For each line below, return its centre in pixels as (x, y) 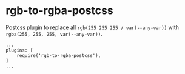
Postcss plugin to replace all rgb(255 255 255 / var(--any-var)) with (92, 27)
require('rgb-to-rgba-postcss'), (59, 55)
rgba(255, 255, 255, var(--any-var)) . (54, 33)
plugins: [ (19, 50)
